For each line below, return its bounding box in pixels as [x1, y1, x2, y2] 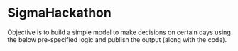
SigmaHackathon [7, 5, 112, 21]
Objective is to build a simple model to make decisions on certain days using [7, 28, 231, 36]
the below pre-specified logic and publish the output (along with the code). [7, 35, 227, 43]
